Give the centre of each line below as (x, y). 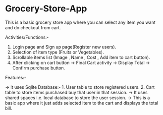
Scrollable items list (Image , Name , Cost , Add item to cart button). (81, 57)
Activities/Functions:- (27, 37)
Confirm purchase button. (39, 68)
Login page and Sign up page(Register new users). (64, 47)
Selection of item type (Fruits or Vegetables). (58, 52)
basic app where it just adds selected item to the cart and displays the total (82, 103)
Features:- (16, 77)
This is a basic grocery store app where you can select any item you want (80, 22)
